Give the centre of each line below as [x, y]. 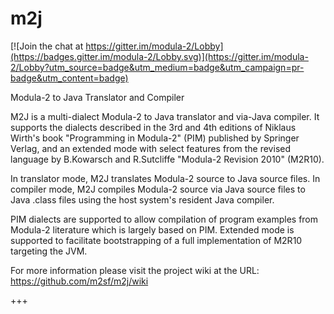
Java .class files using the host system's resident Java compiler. [142, 199]
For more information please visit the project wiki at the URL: [135, 270]
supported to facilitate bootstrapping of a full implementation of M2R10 [156, 240]
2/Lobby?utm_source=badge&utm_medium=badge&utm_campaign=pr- [157, 67]
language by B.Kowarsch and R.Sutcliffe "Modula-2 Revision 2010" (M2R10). [167, 159]
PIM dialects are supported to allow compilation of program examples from [164, 219]
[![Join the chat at [47, 46]
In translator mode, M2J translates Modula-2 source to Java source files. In [165, 178]
